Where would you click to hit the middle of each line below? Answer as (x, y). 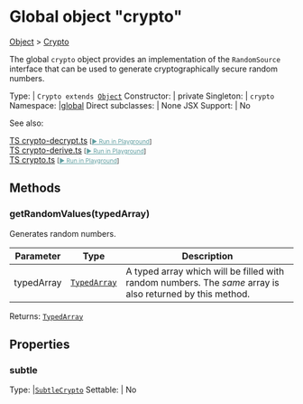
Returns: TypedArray (46, 316)
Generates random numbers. (63, 233)
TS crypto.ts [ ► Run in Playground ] (64, 159)
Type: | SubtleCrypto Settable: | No (73, 390)
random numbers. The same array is (202, 282)
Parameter (38, 256)
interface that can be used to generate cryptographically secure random (143, 69)
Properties (40, 345)
